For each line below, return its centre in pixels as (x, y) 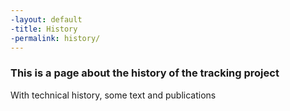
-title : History (44, 29)
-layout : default (46, 19)
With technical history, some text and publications (113, 95)
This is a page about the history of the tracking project (145, 73)
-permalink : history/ (55, 38)
